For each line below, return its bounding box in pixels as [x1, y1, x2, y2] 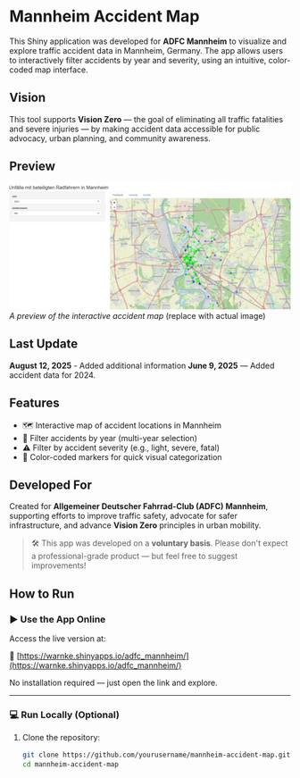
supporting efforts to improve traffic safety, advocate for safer [9, 511, 238, 522]
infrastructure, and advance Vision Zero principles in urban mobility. [9, 520, 262, 531]
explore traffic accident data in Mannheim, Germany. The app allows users [9, 45, 284, 55]
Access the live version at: [9, 633, 106, 644]
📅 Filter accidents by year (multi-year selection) [21, 432, 198, 443]
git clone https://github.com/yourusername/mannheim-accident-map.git [21, 750, 291, 760]
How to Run [9, 586, 75, 601]
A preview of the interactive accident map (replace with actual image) [9, 310, 266, 321]
